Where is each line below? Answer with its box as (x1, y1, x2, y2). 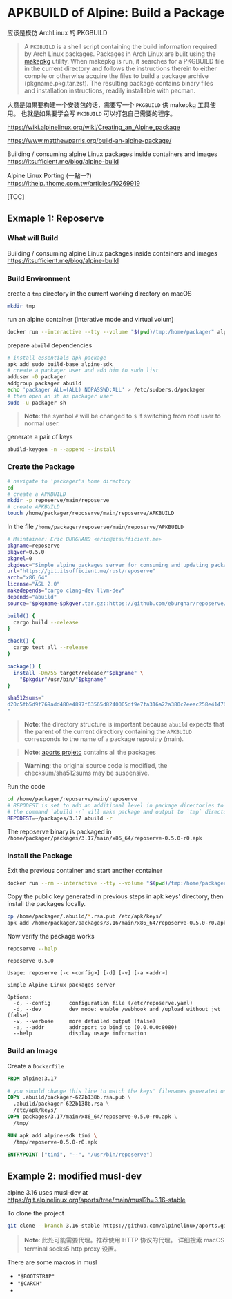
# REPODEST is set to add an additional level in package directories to (7, 802, 224, 809)
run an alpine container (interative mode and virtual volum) (7, 315, 174, 323)
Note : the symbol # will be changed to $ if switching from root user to (23, 412, 221, 420)
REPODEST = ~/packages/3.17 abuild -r (7, 815, 113, 822)
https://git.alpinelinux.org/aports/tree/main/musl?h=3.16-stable (7, 1196, 186, 1204)
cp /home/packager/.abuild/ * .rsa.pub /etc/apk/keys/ (7, 913, 162, 920)
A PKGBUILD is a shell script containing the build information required (23, 42, 217, 50)
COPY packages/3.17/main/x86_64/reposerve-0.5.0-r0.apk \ (7, 1113, 177, 1120)
